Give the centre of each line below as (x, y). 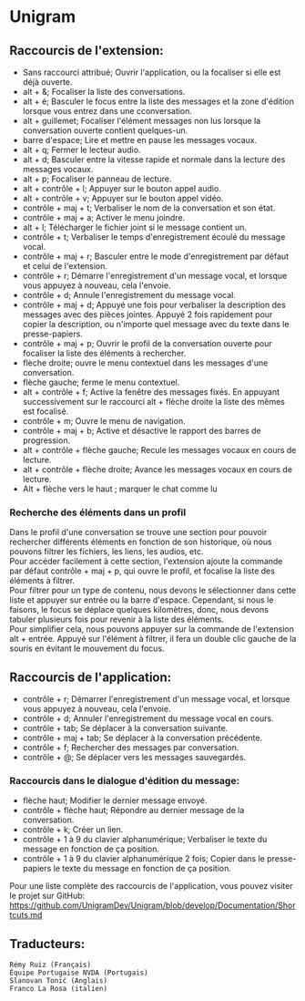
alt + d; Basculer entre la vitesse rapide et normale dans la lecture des (154, 160)
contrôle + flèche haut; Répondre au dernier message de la (133, 810)
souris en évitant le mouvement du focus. (87, 648)
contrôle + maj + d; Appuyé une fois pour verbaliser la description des (154, 304)
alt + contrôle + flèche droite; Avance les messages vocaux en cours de (158, 470)
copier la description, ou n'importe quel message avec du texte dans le (156, 324)
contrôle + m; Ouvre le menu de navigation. (104, 421)
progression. (46, 440)
